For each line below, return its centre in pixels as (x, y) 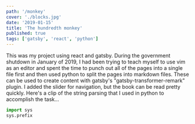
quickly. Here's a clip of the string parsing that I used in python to (85, 93)
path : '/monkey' (26, 11)
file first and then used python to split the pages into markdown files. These (97, 74)
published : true (26, 33)
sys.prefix (19, 115)
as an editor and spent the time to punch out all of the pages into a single (95, 68)
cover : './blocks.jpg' (34, 17)
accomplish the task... (33, 99)
